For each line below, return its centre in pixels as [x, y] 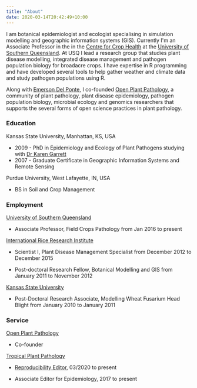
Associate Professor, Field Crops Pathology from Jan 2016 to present [98, 229]
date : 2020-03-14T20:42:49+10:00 [47, 17]
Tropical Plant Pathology [36, 356]
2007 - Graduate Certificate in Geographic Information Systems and [97, 160]
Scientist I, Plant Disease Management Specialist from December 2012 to [103, 252]
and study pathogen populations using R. [56, 78]
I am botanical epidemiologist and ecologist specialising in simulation [90, 34]
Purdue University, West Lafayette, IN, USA [58, 178]
